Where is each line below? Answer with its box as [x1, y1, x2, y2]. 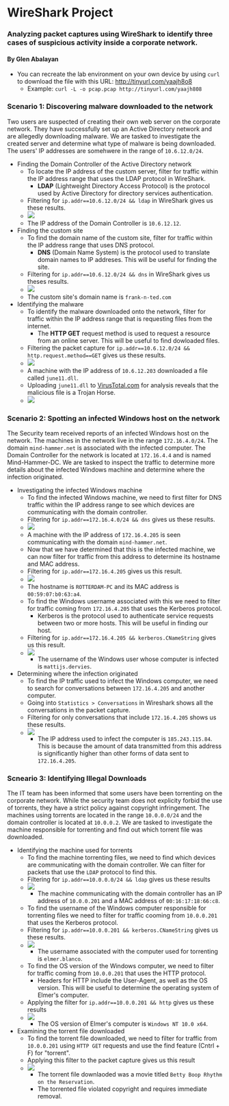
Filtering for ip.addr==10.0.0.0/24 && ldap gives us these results [27, 876, 211, 884]
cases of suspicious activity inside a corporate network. [7, 38, 198, 47]
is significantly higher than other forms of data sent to [37, 749, 189, 757]
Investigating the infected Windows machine [16, 485, 142, 494]
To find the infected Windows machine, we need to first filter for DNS [27, 493, 222, 501]
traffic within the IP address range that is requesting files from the [27, 314, 213, 323]
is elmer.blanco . [37, 954, 83, 963]
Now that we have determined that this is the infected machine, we [27, 545, 216, 553]
